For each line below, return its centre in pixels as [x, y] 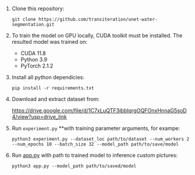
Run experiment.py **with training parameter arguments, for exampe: [96, 128]
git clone [24, 20]
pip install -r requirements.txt [53, 88]
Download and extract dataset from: [56, 99]
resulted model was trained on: [49, 42]
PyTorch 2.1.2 [37, 66]
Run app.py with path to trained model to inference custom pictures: [95, 155]
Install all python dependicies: [48, 77]
